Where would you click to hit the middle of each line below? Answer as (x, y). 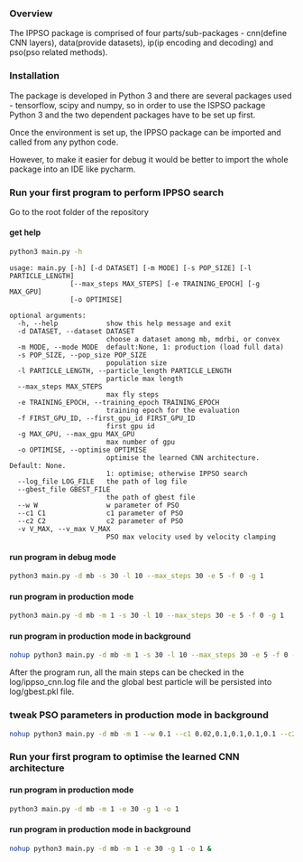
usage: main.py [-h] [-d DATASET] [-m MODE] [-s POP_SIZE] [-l (131, 268)
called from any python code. (64, 142)
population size (137, 363)
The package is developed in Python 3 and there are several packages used (151, 95)
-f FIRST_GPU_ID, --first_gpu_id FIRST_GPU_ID (106, 418)
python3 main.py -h (46, 252)
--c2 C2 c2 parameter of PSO (100, 521)
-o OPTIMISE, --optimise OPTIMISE (82, 450)
